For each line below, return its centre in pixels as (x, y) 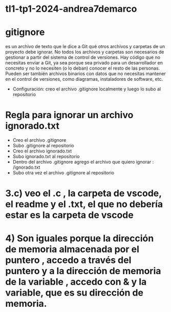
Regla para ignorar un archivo (69, 115)
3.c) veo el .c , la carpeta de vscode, (83, 194)
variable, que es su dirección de (74, 293)
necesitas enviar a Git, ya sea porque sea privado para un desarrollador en (84, 63)
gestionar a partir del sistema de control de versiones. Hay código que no (83, 57)
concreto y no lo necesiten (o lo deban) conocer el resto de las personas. (83, 68)
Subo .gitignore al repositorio (43, 146)
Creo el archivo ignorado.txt (42, 151)
